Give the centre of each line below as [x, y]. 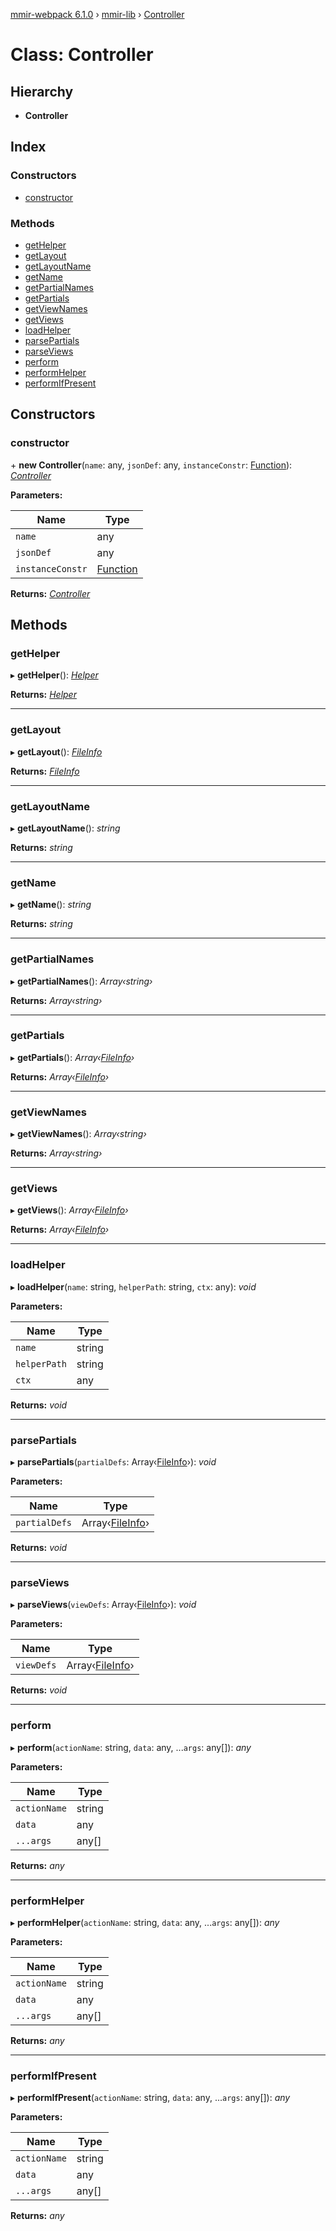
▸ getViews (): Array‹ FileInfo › [69, 1210]
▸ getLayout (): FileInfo [56, 751]
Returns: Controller [50, 593]
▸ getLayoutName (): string [65, 828]
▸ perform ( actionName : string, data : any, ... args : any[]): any [131, 1747]
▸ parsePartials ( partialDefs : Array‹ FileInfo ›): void [113, 1462]
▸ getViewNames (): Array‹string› [78, 1134]
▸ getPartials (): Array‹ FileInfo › [72, 1057]
